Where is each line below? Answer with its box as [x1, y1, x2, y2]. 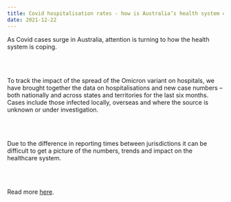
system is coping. [7, 42, 57, 51]
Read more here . [7, 188, 54, 196]
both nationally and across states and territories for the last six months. [7, 90, 209, 99]
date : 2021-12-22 [7, 16, 57, 23]
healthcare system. [7, 153, 62, 162]
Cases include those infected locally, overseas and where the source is [7, 98, 208, 106]
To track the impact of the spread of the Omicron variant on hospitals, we [7, 76, 215, 84]
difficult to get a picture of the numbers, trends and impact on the [7, 147, 192, 155]
